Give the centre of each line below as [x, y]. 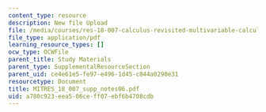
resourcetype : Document [47, 81]
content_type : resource [47, 15]
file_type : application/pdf [55, 37]
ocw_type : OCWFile [38, 52]
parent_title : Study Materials [60, 60]
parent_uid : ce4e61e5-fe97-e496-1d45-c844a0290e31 [93, 74]
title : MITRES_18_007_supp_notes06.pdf [74, 89]
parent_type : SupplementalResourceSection [79, 67]
